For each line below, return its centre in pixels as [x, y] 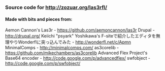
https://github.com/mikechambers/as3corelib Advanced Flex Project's [76, 53]
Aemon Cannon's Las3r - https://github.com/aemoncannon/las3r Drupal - [80, 30]
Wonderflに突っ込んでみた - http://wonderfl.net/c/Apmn [75, 42]
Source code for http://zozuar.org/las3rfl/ [56, 7]
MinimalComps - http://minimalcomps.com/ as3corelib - [62, 48]
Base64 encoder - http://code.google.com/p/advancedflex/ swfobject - [78, 58]
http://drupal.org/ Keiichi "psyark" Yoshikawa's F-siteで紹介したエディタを [81, 36]
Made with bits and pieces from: [39, 19]
